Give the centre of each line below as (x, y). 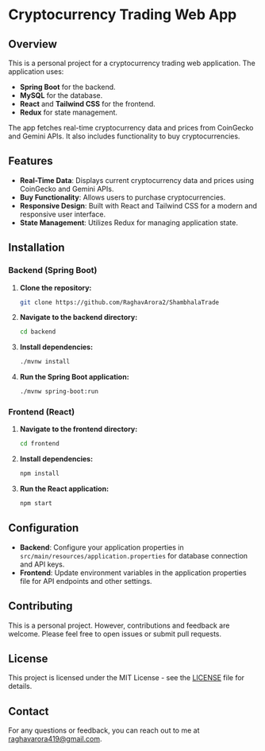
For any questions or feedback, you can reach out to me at (104, 730)
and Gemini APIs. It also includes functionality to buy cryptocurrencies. (124, 136)
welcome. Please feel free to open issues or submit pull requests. (115, 633)
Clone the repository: (56, 287)
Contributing (40, 606)
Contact (29, 711)
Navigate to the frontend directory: (79, 429)
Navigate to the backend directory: (79, 317)
